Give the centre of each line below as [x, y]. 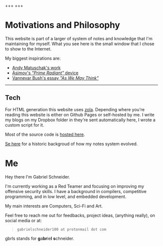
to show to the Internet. [28, 49]
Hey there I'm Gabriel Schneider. [38, 177]
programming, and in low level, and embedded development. [66, 197]
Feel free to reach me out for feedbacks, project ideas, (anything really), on [80, 215]
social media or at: [24, 220]
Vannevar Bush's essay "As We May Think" [55, 78]
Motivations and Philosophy [63, 25]
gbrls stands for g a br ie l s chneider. [40, 238]
